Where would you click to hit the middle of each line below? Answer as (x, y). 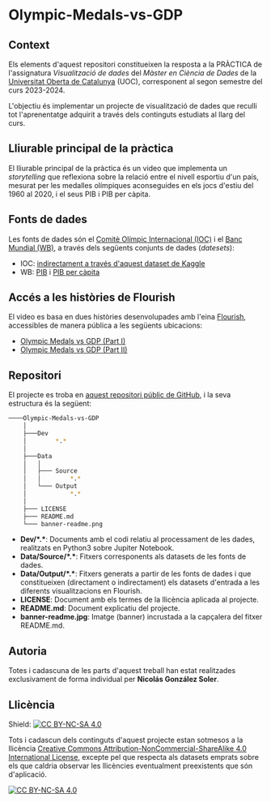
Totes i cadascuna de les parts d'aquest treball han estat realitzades (122, 671)
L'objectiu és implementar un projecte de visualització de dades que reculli (133, 106)
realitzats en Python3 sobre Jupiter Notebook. (97, 548)
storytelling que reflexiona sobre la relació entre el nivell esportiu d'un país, (133, 177)
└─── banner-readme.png (63, 524)
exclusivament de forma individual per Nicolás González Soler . (114, 680)
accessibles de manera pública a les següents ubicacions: (106, 325)
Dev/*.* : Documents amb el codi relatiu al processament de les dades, (138, 539)
